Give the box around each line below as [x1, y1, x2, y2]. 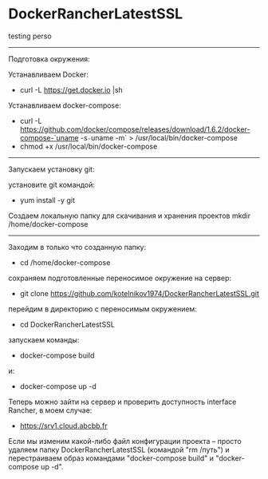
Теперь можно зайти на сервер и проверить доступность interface [8, 397, 237, 406]
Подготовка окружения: [8, 53, 90, 64]
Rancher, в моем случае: [8, 405, 93, 415]
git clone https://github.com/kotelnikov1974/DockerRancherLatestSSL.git [19, 288, 259, 298]
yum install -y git [19, 195, 76, 204]
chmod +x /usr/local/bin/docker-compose [19, 141, 158, 151]
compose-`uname [19, 133, 79, 142]
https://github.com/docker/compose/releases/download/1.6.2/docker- [19, 125, 250, 134]
